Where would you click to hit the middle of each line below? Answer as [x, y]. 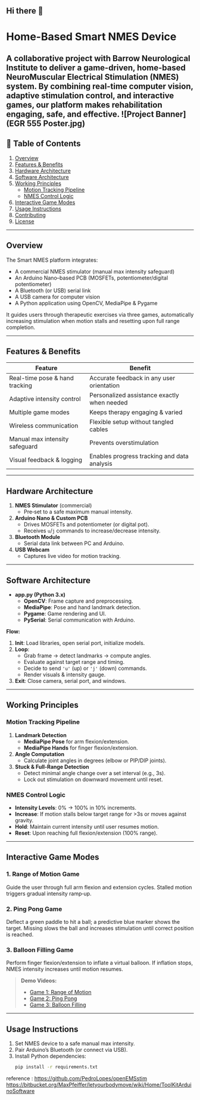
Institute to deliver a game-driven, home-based [96, 68]
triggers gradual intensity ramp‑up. [49, 894]
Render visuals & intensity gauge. [65, 675]
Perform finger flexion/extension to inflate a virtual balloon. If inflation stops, [100, 963]
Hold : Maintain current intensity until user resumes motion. [87, 827]
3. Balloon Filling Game [40, 949]
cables [99, 430]
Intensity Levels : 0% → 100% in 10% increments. [76, 808]
